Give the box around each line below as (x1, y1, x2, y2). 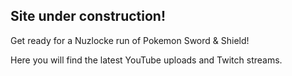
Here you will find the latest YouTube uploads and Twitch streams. (10, 54, 283, 66)
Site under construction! (10, 8, 167, 25)
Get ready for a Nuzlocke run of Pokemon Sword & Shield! (10, 34, 250, 46)
